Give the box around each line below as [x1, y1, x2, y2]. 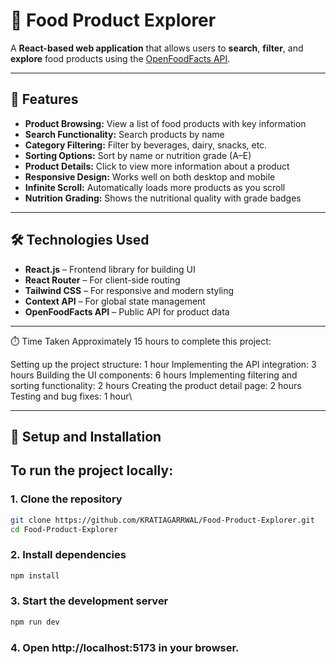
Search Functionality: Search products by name [24, 128, 225, 140]
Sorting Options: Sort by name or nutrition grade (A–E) [24, 149, 252, 161]
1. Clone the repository [10, 492, 123, 506]
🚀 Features [10, 91, 79, 108]
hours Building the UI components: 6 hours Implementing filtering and [10, 369, 298, 381]
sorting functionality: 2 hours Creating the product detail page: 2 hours [10, 379, 302, 391]
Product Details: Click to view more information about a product [24, 160, 290, 172]
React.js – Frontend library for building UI [24, 263, 196, 275]
